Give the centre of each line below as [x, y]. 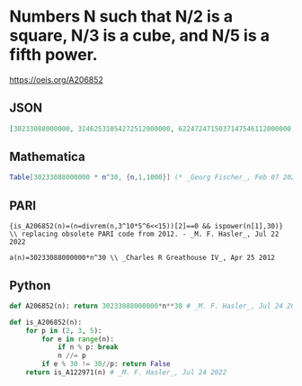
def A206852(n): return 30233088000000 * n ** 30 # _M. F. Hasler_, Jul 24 [146, 306]
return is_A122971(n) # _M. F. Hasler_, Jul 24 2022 [126, 373]
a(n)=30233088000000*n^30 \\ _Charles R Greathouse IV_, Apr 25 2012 [142, 258]
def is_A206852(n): [46, 322]
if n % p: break [88, 347]
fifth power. [53, 55]
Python [30, 285]
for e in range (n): [78, 339]
